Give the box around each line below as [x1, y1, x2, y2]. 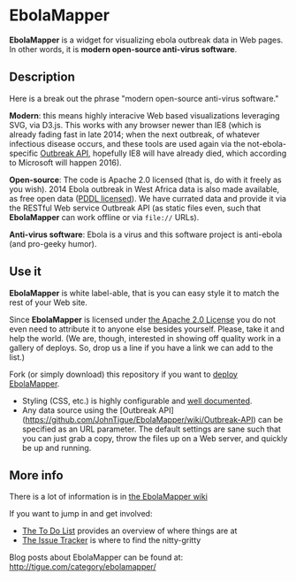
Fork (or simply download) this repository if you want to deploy [9, 369, 239, 379]
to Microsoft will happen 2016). [9, 157, 122, 168]
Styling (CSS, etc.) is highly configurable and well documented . [21, 395, 253, 406]
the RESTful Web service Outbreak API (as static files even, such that [9, 203, 262, 213]
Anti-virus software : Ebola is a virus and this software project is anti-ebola [9, 229, 283, 240]
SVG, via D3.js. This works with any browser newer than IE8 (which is [9, 119, 262, 130]
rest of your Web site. [9, 297, 88, 308]
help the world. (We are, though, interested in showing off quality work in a [9, 333, 281, 343]
